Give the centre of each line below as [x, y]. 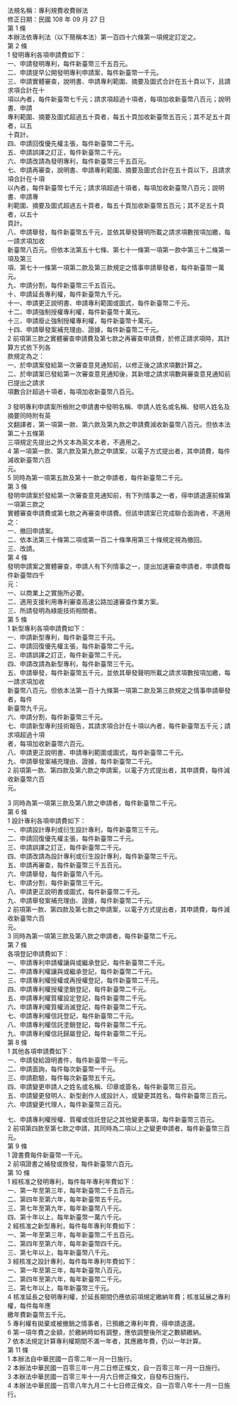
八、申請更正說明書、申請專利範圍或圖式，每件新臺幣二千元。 [97, 753]
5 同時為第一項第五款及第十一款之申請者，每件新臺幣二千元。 [97, 478]
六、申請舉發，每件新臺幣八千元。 [57, 874]
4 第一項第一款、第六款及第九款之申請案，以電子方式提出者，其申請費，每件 [119, 451]
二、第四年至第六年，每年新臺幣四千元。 [66, 1244]
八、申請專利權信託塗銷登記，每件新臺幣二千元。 [79, 1024]
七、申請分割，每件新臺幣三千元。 [57, 883]
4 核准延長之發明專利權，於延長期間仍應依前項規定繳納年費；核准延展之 [113, 1297]
